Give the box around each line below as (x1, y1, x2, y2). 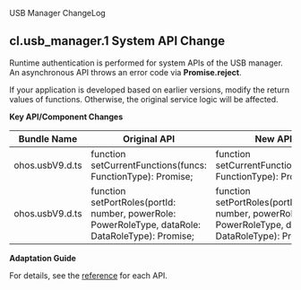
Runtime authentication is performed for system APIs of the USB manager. (9, 57, 284, 68)
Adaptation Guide (9, 252, 76, 263)
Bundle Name (18, 132, 78, 145)
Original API (122, 132, 176, 145)
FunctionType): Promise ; (90, 170, 193, 182)
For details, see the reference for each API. (9, 269, 168, 281)
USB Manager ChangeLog (9, 8, 106, 18)
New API (254, 132, 293, 145)
